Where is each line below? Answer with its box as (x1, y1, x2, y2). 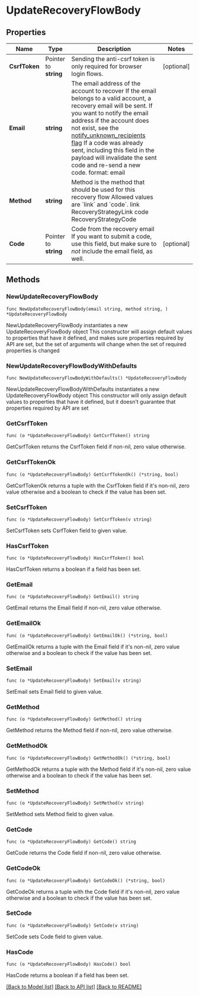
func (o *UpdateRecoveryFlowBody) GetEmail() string (6, 594, 139, 600)
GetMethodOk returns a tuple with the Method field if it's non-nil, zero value (6, 766, 191, 773)
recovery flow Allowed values (71, 193, 153, 201)
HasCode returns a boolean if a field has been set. (6, 972, 129, 979)
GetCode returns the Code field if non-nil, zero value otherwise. (6, 849, 162, 856)
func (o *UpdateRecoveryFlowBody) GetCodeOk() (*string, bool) (6, 877, 166, 884)
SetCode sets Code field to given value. (6, 933, 103, 940)
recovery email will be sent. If (71, 102, 153, 110)
